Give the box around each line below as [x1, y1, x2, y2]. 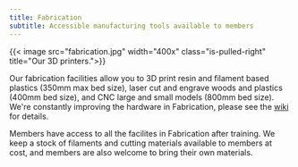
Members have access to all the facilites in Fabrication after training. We [9, 128, 276, 138]
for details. [9, 111, 49, 121]
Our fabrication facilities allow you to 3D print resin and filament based [9, 72, 269, 83]
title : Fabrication [9, 13, 82, 22]
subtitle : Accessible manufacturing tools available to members [9, 21, 254, 30]
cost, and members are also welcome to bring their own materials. [9, 146, 253, 157]
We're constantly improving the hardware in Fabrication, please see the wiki [9, 101, 289, 112]
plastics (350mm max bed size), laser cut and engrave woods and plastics [9, 82, 284, 93]
